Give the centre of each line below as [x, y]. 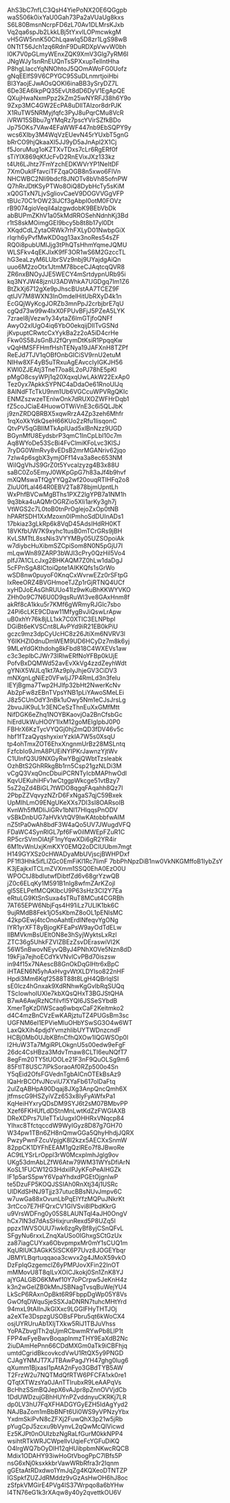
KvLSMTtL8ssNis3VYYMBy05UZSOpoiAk [66, 538]
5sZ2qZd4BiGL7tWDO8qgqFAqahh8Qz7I [65, 788]
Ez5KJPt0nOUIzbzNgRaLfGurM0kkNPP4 [65, 1434]
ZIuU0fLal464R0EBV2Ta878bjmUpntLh [63, 487]
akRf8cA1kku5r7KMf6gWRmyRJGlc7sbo [64, 604]
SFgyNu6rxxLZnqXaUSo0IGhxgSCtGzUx [65, 1235]
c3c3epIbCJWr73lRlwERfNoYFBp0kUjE [63, 656]
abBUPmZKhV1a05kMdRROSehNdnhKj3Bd [68, 216]
